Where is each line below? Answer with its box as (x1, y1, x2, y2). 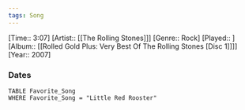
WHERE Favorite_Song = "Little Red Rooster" (8, 93, 157, 102)
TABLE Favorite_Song (8, 87, 77, 95)
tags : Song (8, 11, 44, 20)
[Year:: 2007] (8, 49, 51, 59)
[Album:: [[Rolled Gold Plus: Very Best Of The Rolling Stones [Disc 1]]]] (8, 41, 238, 51)
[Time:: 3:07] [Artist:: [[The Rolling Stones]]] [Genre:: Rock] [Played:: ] (8, 33, 236, 42)
